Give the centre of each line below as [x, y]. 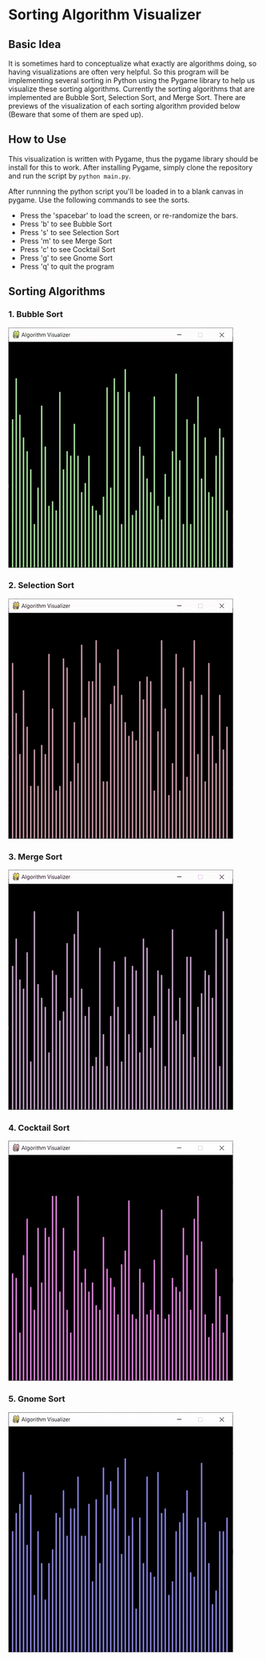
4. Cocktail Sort [39, 1128]
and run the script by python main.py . [70, 176]
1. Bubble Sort [36, 314]
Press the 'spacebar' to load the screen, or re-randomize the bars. [129, 215]
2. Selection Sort [41, 586]
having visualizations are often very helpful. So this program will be [119, 72]
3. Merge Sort [35, 856]
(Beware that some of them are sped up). [76, 114]
